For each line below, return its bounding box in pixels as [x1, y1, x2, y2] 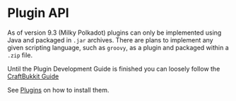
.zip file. [7, 51, 33, 59]
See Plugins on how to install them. [7, 85, 110, 94]
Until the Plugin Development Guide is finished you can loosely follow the [7, 64, 220, 73]
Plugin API [7, 5, 69, 21]
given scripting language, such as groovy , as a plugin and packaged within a [7, 43, 230, 52]
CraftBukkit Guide [7, 72, 59, 81]
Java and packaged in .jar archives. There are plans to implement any [7, 35, 213, 44]
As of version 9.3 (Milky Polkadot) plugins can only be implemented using [7, 28, 222, 37]
